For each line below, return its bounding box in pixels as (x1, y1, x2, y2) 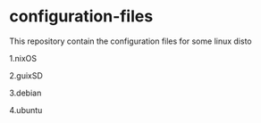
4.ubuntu (9, 104, 43, 115)
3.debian (9, 87, 42, 98)
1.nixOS (9, 53, 38, 63)
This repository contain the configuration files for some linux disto (9, 36, 252, 46)
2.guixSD (9, 70, 43, 81)
